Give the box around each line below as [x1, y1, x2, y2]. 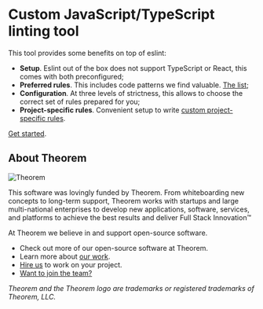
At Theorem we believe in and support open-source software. [8, 228, 208, 237]
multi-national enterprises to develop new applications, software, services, [8, 204, 250, 214]
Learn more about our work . [19, 252, 111, 261]
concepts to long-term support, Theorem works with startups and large [8, 196, 239, 205]
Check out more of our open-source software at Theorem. [19, 243, 208, 252]
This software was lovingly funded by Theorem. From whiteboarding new [8, 187, 245, 197]
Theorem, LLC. [8, 292, 57, 301]
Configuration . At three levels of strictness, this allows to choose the [19, 88, 243, 97]
